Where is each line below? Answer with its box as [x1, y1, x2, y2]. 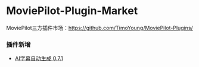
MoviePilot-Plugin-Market [6, 4, 138, 18]
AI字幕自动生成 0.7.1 [14, 55, 64, 62]
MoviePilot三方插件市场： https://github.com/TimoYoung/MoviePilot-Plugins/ [6, 24, 194, 31]
